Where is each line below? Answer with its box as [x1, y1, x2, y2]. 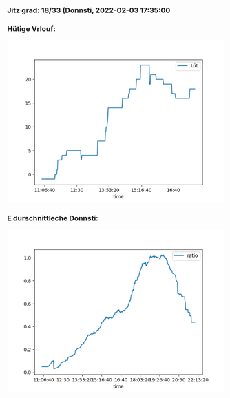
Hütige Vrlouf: [7, 23, 56, 33]
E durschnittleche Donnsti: [7, 213, 98, 223]
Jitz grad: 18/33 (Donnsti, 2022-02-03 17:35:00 [7, 6, 171, 15]
